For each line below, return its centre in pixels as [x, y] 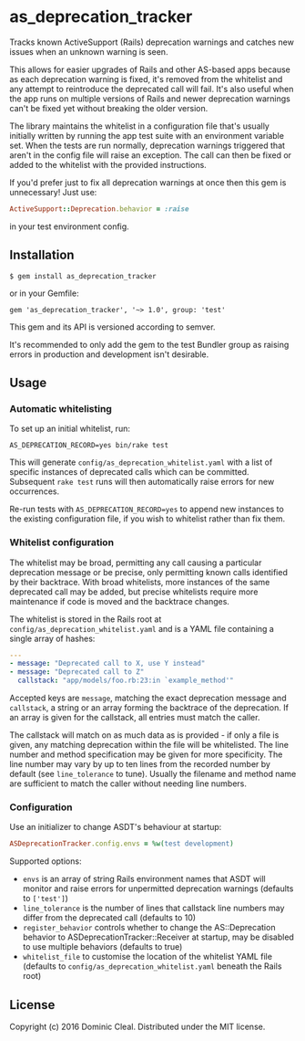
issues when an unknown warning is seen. [89, 51]
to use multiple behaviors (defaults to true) [102, 947]
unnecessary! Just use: [53, 192]
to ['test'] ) [45, 899]
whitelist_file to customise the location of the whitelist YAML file [147, 957]
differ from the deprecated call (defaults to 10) [109, 918]
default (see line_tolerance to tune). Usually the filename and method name [153, 774]
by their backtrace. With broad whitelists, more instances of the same [140, 582]
